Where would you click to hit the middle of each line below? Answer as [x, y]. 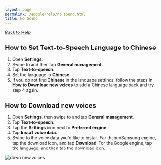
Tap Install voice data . [34, 132]
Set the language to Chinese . [41, 75]
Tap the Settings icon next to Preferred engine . [60, 127]
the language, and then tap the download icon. [59, 148]
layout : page [18, 9]
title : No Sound [21, 18]
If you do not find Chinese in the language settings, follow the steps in [82, 80]
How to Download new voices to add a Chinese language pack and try [83, 85]
